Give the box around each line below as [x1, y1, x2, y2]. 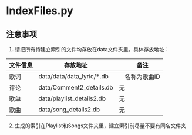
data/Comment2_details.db [38, 84, 113, 91]
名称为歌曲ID [124, 73, 160, 81]
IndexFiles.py [6, 4, 73, 18]
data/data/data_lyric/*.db [38, 73, 109, 80]
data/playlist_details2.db [38, 94, 106, 103]
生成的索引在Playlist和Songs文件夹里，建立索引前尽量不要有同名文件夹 [14, 122, 187, 129]
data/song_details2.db [38, 106, 100, 113]
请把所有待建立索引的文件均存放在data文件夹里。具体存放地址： [14, 46, 170, 52]
